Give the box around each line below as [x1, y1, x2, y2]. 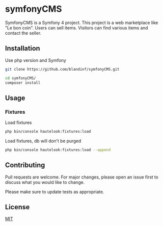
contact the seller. [5, 30, 42, 36]
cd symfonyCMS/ [5, 75, 36, 80]
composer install [5, 80, 41, 85]
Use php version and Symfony [5, 57, 66, 63]
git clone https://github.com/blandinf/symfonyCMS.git [5, 67, 120, 72]
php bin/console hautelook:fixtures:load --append [5, 147, 111, 152]
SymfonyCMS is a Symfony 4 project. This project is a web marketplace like [5, 20, 159, 25]
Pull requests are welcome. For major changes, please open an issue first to [5, 174, 159, 180]
